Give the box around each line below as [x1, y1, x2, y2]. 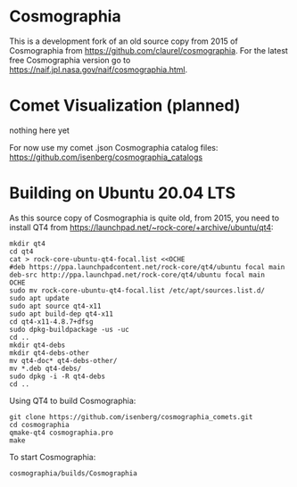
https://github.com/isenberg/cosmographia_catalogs [9, 152, 203, 162]
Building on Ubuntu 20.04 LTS [9, 183, 236, 203]
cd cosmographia [9, 420, 70, 429]
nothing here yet [9, 125, 70, 136]
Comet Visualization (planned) [9, 95, 241, 116]
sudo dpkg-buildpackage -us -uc [9, 325, 129, 334]
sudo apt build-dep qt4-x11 [9, 310, 114, 318]
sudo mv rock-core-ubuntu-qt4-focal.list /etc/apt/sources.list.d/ [9, 285, 266, 295]
